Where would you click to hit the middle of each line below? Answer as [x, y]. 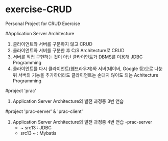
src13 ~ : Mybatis [38, 133]
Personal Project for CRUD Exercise [43, 24]
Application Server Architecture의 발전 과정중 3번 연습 [68, 101]
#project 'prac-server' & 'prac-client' [44, 111]
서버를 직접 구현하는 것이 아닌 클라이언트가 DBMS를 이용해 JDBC [78, 57]
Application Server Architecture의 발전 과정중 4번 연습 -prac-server [82, 122]
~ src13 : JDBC [36, 127]
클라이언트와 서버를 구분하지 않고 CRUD [53, 44]
